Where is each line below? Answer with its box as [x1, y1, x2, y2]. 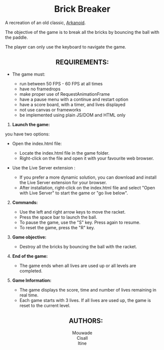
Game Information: [12, 277, 51, 283]
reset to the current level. [19, 302, 70, 308]
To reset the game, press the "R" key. [19, 224, 95, 230]
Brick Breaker [54, 3, 111, 15]
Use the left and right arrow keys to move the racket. [19, 209, 126, 215]
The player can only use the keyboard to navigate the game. [5, 44, 126, 50]
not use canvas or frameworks [19, 107, 81, 112]
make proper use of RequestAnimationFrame [19, 91, 110, 97]
